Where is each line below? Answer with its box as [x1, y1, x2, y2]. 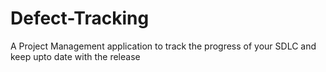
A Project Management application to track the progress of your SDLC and [10, 40, 317, 52]
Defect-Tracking [10, 7, 150, 30]
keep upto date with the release [10, 50, 141, 62]
